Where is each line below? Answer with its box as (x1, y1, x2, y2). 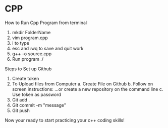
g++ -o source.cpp (12, 51, 52, 57)
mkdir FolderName (12, 29, 51, 35)
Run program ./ (12, 56, 44, 62)
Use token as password (12, 91, 62, 97)
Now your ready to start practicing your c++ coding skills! (5, 117, 125, 123)
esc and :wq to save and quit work (12, 45, 84, 51)
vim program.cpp (12, 35, 48, 41)
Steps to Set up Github (5, 66, 52, 72)
